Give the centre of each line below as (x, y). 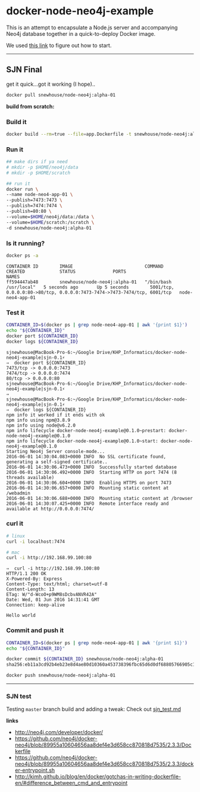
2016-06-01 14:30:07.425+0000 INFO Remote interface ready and (87, 504)
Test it (15, 312)
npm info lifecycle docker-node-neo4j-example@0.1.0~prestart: (86, 430)
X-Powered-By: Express (34, 579)
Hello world (21, 616)
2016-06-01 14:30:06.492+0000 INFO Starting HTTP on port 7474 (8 (92, 472)
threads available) (30, 477)
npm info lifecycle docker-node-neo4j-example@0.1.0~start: (82, 441)
